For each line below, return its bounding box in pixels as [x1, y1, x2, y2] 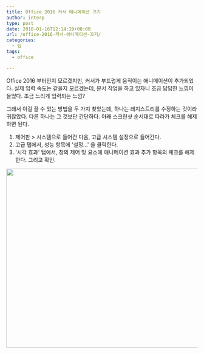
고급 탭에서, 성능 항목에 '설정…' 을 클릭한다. [15, 141, 118, 148]
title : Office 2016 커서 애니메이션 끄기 [6, 9, 101, 15]
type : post [6, 20, 34, 26]
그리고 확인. [28, 156, 56, 163]
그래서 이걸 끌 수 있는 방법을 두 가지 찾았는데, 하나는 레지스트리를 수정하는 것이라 [6, 105, 197, 113]
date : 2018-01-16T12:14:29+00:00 [6, 26, 91, 32]
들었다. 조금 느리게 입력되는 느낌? [6, 92, 86, 99]
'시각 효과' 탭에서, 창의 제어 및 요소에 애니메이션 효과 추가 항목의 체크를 [15, 148, 183, 156]
